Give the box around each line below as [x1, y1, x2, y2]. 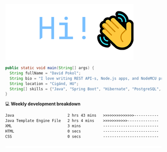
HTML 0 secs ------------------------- [5, 129, 159, 134]
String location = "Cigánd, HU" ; [9, 81, 79, 86]
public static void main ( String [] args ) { [5, 66, 94, 71]
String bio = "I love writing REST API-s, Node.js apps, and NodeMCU [9, 76, 157, 81]
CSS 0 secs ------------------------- [5, 134, 159, 139]
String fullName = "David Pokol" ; [9, 71, 81, 76]
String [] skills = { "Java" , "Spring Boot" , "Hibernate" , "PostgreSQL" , [9, 86, 162, 91]
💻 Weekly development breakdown [5, 101, 81, 107]
